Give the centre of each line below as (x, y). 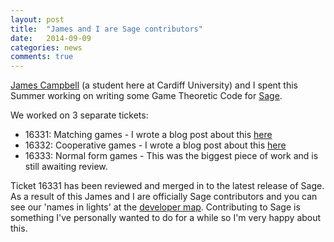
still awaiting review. (66, 167)
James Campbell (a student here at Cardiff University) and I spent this (154, 85)
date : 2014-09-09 (51, 38)
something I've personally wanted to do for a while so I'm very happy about (166, 218)
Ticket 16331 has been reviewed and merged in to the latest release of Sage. (167, 186)
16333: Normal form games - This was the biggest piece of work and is (171, 156)
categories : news (46, 47)
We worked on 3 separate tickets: (79, 115)
